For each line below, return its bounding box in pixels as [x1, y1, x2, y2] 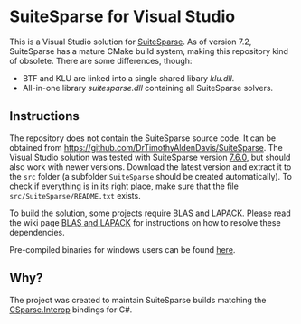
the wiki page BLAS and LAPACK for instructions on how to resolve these [9, 217, 282, 227]
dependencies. [9, 227, 65, 237]
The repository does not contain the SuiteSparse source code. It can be [9, 133, 277, 143]
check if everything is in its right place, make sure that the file [9, 181, 240, 191]
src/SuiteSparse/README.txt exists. [9, 190, 142, 200]
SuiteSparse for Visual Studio [9, 6, 236, 27]
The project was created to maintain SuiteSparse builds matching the [9, 294, 267, 305]
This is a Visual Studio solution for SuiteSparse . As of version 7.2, [9, 36, 252, 47]
